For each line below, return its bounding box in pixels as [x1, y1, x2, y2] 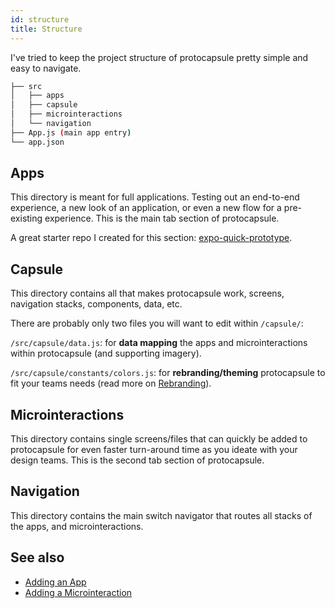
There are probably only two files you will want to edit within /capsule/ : [10, 317, 304, 330]
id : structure [10, 14, 70, 25]
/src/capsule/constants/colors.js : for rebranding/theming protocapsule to [10, 367, 326, 379]
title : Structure [10, 24, 83, 34]
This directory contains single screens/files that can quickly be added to [10, 433, 308, 445]
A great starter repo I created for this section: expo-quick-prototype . [10, 232, 293, 244]
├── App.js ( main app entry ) [10, 127, 132, 138]
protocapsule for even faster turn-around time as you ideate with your [10, 444, 298, 456]
